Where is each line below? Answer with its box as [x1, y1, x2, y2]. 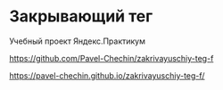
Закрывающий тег [9, 6, 153, 27]
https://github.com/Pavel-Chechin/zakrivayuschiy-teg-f [9, 53, 214, 63]
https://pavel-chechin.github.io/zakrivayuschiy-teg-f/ [9, 70, 205, 81]
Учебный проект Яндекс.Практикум [9, 36, 145, 46]
